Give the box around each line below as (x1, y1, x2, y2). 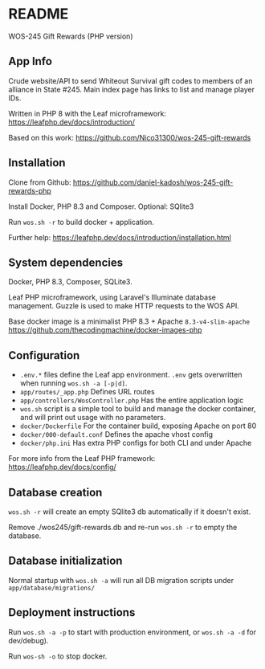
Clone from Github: (8, 177, 71, 187)
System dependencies (8, 255, 123, 269)
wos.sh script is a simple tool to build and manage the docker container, (19, 404, 256, 414)
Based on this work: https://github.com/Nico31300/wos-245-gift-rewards (8, 133, 251, 142)
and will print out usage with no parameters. (19, 413, 166, 422)
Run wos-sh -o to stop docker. (8, 651, 108, 661)
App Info (8, 55, 52, 68)
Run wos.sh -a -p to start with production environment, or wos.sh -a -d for (8, 627, 257, 637)
